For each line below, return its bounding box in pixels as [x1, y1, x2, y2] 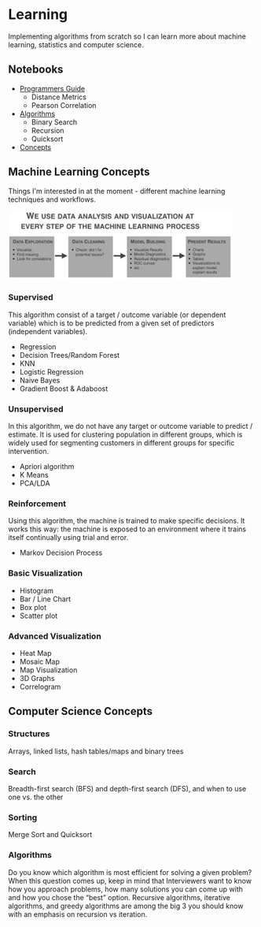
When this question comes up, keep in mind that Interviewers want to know [8, 876, 252, 885]
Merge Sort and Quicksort [8, 830, 93, 840]
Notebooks [8, 63, 64, 76]
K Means [19, 471, 49, 480]
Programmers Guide [19, 84, 86, 93]
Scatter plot [19, 611, 58, 620]
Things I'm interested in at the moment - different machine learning [8, 186, 226, 195]
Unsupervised [8, 404, 64, 415]
